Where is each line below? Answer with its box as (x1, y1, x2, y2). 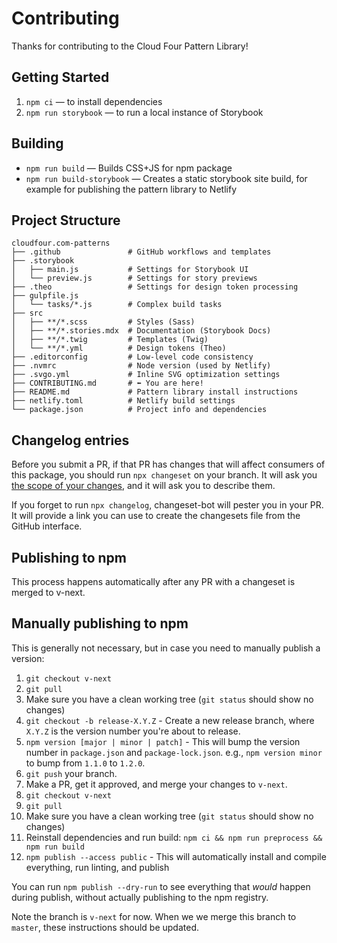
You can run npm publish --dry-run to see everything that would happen (11, 880, 311, 892)
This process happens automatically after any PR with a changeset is (11, 576, 296, 587)
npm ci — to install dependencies (25, 95, 163, 107)
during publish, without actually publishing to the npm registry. (11, 891, 269, 903)
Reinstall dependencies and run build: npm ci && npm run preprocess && (25, 831, 323, 843)
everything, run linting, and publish (25, 861, 170, 873)
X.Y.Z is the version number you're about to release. (25, 725, 241, 737)
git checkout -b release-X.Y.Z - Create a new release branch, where (25, 714, 315, 726)
